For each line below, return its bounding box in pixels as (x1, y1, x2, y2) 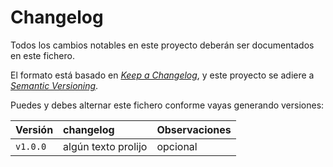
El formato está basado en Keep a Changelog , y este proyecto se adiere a (10, 69, 315, 81)
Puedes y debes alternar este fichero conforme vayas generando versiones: (10, 99, 325, 111)
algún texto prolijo (63, 139, 148, 153)
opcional (156, 139, 198, 153)
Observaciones (156, 122, 232, 136)
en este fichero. (10, 49, 75, 61)
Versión (15, 122, 54, 136)
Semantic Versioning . (10, 79, 99, 91)
